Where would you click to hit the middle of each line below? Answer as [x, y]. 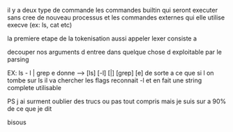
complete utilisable [34, 88]
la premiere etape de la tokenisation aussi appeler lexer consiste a [102, 38]
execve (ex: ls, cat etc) [39, 25]
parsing [18, 59]
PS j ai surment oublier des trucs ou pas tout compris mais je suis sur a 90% [117, 101]
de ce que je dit [30, 109]
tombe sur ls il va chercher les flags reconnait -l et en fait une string [105, 80]
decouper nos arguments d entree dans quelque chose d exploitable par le [114, 52]
